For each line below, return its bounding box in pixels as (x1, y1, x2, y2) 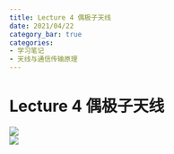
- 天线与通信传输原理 (9, 55, 78, 64)
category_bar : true (9, 30, 83, 38)
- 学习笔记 (9, 47, 45, 56)
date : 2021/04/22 (9, 21, 74, 30)
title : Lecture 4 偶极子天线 (9, 13, 112, 22)
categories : (9, 38, 54, 47)
